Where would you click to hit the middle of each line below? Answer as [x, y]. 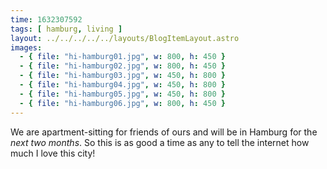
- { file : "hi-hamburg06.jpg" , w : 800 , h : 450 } [122, 103]
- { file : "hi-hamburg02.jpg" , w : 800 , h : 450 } [122, 66]
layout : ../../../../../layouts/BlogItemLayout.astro [125, 38]
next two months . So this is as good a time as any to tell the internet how [160, 142]
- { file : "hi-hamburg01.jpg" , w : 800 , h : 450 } [122, 57]
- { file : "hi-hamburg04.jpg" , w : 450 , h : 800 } [122, 85]
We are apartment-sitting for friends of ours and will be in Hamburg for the [164, 132]
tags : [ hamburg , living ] [66, 29]
